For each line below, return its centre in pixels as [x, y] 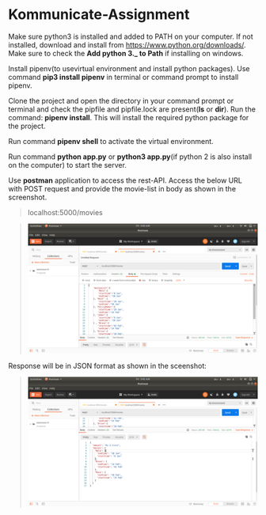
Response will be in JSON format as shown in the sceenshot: [108, 365]
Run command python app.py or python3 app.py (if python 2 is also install [130, 157]
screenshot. [28, 197]
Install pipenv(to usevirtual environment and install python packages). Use [129, 68]
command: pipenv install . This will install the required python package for [129, 117]
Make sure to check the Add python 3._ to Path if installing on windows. [126, 53]
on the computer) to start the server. [67, 165]
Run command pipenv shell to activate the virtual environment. [111, 141]
